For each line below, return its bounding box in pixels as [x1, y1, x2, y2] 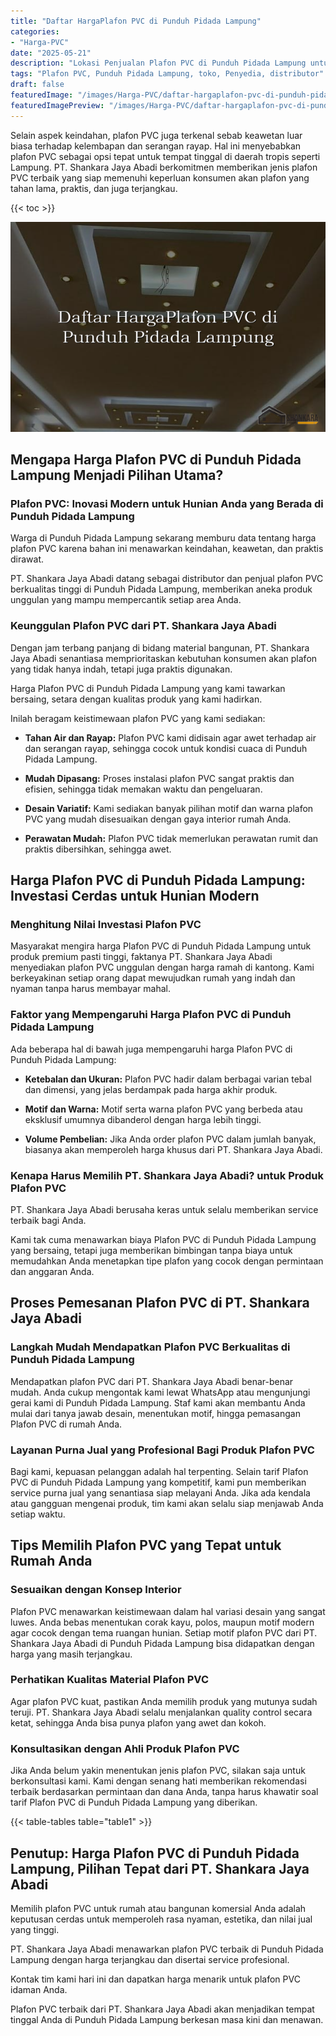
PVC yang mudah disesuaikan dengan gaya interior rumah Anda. [24, 813, 292, 825]
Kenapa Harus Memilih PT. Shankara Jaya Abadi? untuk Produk [10, 1168, 325, 1182]
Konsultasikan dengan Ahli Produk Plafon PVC [10, 1741, 240, 1755]
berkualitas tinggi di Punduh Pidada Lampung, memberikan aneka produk [10, 583, 313, 595]
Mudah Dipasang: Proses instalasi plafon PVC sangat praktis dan [24, 772, 295, 784]
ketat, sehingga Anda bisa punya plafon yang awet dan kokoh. [10, 1716, 267, 1729]
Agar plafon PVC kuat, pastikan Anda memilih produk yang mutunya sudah [10, 1695, 318, 1707]
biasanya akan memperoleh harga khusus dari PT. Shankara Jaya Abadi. [24, 1143, 323, 1155]
